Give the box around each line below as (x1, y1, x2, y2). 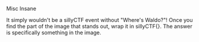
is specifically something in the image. (6, 29, 101, 36)
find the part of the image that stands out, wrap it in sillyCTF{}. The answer (6, 23, 193, 30)
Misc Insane (6, 5, 37, 12)
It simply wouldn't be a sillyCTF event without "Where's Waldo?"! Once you (6, 17, 193, 23)
